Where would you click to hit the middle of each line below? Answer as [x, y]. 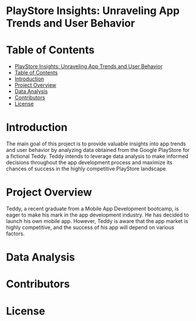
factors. [16, 234]
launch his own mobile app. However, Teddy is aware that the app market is [97, 221]
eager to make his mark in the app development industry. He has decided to [97, 215]
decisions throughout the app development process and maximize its [89, 163]
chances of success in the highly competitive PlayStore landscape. [87, 169]
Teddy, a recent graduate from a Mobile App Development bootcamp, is [93, 209]
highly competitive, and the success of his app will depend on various [90, 227]
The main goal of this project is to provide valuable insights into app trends [96, 144]
